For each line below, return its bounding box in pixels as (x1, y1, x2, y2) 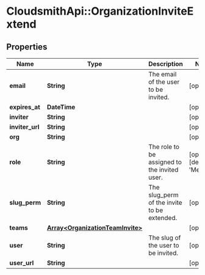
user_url (9, 258, 34, 267)
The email (148, 70, 177, 78)
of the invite (148, 199, 182, 207)
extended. (148, 214, 178, 222)
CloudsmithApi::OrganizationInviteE (6, 4, 194, 18)
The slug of (148, 233, 181, 242)
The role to (148, 142, 180, 151)
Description (148, 60, 183, 68)
